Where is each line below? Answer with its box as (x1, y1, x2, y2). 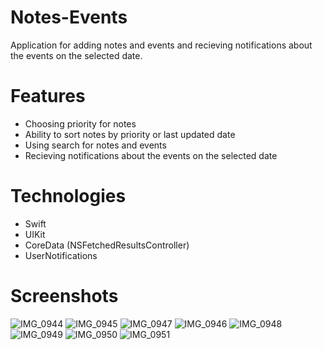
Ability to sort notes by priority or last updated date (24, 128, 236, 140)
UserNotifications (24, 249, 98, 261)
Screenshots (10, 285, 119, 307)
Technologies (10, 185, 127, 208)
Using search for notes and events (24, 139, 167, 151)
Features (10, 85, 86, 108)
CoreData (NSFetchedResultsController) (24, 239, 190, 251)
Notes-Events (10, 6, 128, 29)
